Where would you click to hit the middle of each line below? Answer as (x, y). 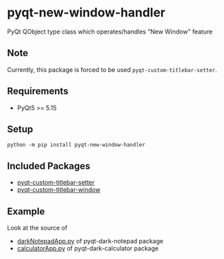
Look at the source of (37, 228)
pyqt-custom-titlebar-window (59, 190)
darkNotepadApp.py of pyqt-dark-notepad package (90, 241)
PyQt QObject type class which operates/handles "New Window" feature (110, 32)
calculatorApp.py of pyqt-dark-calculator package (88, 248)
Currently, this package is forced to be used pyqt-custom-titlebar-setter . (112, 69)
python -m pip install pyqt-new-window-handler (76, 145)
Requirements (38, 91)
